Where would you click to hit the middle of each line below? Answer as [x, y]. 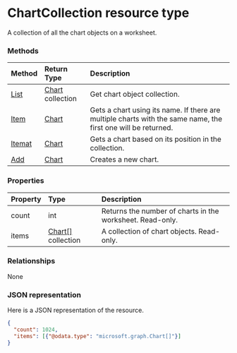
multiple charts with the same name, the [156, 119]
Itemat [22, 144]
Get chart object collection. [135, 95]
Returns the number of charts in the [160, 211]
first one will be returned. [132, 128]
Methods [23, 51]
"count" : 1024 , [36, 330]
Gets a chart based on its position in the [156, 139]
